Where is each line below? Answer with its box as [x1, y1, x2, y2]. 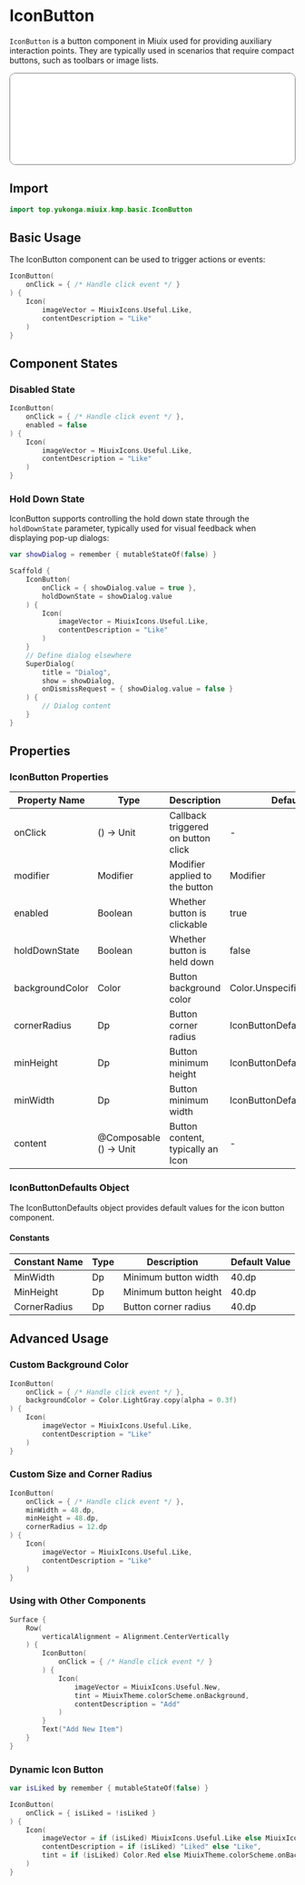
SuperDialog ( [25, 659, 75, 668]
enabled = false [25, 420, 88, 429]
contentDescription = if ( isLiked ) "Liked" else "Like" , [42, 1842, 262, 1851]
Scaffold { [9, 566, 51, 576]
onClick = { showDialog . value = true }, [42, 583, 197, 593]
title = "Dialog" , [42, 668, 112, 677]
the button [169, 881, 213, 894]
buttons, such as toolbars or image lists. [9, 54, 159, 65]
